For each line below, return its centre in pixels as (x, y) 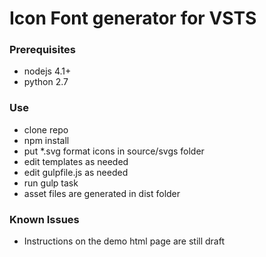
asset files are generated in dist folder (102, 193)
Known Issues (44, 219)
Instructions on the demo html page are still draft (124, 241)
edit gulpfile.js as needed (76, 172)
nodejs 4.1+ (47, 71)
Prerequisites (42, 50)
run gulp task (51, 183)
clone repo (46, 129)
